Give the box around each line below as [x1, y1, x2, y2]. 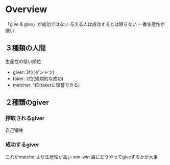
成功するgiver [5, 141, 40, 148]
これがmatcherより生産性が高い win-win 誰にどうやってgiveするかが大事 [5, 154, 158, 160]
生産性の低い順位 [5, 58, 41, 64]
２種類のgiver [5, 98, 50, 107]
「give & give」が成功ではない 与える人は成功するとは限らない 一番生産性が [5, 21, 165, 27]
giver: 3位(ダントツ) [12, 69, 55, 75]
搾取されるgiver [5, 115, 45, 122]
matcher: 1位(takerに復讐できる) [12, 81, 80, 88]
